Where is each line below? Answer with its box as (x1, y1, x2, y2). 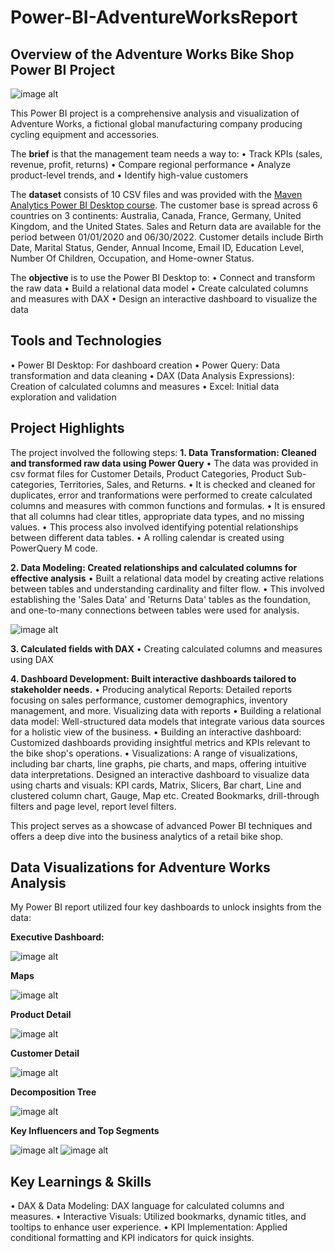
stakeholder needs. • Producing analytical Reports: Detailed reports (10, 683, 293, 695)
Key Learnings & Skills (10, 1173, 152, 1190)
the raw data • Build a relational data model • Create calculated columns (10, 282, 309, 294)
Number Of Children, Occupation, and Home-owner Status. (10, 252, 255, 264)
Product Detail (10, 1009, 72, 1021)
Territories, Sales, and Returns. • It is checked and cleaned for (58, 478, 316, 490)
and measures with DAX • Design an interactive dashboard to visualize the (10, 293, 318, 305)
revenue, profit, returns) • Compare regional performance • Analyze (10, 159, 292, 170)
